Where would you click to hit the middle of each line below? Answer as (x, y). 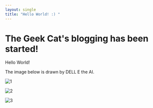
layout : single (21, 10)
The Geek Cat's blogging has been (77, 39)
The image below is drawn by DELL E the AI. (50, 72)
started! (22, 49)
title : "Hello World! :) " (33, 14)
